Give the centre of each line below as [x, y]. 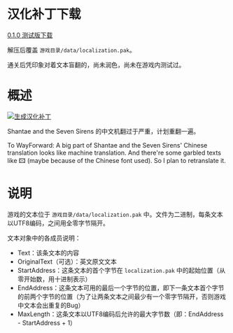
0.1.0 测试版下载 [30, 35]
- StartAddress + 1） [47, 323]
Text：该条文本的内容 [48, 253]
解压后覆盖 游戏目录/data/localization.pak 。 [71, 50]
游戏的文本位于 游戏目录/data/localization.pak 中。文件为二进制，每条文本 [115, 214]
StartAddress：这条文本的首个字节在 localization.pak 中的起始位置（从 [121, 270]
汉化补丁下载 [44, 14]
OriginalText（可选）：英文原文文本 [67, 261]
